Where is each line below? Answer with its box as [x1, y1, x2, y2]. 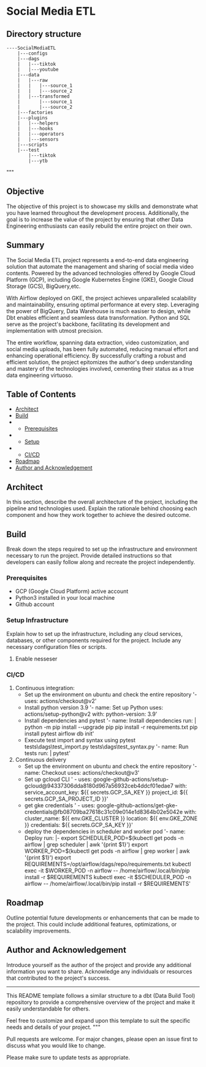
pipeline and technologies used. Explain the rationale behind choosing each [6, 505, 197, 512]
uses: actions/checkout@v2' [24, 697, 97, 704]
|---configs [17, 50, 48, 56]
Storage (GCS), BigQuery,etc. [6, 282, 81, 290]
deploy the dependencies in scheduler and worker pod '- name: [24, 828, 186, 835]
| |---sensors [17, 136, 59, 142]
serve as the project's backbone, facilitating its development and [6, 320, 170, 328]
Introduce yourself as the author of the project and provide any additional [6, 961, 192, 968]
